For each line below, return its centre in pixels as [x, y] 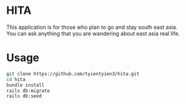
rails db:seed [24, 96]
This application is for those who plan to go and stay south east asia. [92, 27]
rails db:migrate [28, 91]
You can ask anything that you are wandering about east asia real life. [93, 33]
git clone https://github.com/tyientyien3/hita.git [73, 74]
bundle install [25, 85]
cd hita [16, 79]
